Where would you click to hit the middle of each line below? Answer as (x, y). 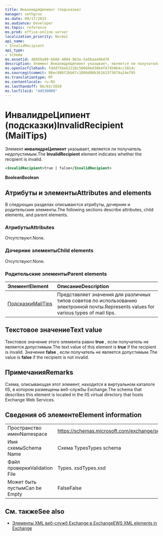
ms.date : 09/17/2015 (26, 18)
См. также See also (35, 511)
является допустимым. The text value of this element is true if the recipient (81, 347)
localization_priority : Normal (37, 37)
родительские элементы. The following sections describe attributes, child (79, 210)
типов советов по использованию (97, 300)
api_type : (15, 50)
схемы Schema (24, 448)
